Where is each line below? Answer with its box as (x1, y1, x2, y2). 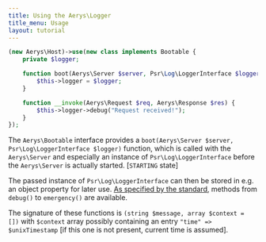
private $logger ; (22, 56, 80, 63)
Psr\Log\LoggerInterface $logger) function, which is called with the (8, 144, 231, 153)
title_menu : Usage (8, 19, 69, 27)
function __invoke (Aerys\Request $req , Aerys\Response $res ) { (22, 98, 236, 107)
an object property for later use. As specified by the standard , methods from (8, 184, 257, 194)
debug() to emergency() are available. (8, 193, 128, 202)
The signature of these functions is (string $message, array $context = (8, 208, 245, 218)
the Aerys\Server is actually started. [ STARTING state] (8, 160, 179, 171)
